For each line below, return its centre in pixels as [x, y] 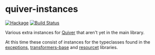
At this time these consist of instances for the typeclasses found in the [78, 42]
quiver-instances [42, 9]
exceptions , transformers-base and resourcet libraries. [62, 47]
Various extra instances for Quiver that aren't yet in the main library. [75, 32]
